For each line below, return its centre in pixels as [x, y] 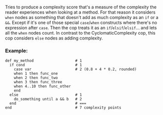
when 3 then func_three [38, 82]
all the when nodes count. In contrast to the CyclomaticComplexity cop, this [80, 33]
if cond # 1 [46, 65]
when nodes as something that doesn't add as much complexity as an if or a [82, 17]
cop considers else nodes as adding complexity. [54, 38]
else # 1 [46, 95]
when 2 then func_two [36, 78]
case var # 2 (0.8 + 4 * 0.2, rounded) [75, 69]
